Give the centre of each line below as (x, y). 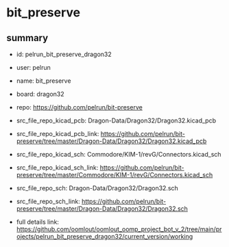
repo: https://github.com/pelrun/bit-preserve (80, 107)
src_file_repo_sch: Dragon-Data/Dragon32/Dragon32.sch (97, 188)
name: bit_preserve (44, 81)
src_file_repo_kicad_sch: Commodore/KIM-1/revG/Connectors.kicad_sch (119, 154)
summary (27, 38)
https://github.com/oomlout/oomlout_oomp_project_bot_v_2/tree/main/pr (119, 229)
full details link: (38, 222)
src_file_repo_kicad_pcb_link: (58, 134)
